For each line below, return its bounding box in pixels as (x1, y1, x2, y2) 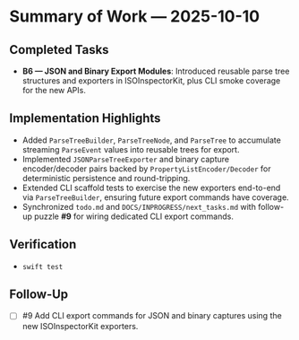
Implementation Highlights (9, 110, 161, 126)
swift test (21, 262, 64, 271)
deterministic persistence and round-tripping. (21, 172, 191, 183)
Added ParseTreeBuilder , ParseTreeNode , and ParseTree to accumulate (21, 135, 282, 145)
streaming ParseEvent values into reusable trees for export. (21, 144, 240, 154)
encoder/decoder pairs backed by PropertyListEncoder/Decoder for (21, 163, 271, 174)
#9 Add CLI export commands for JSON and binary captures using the (21, 310, 282, 321)
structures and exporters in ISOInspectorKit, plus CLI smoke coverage (21, 75, 281, 86)
